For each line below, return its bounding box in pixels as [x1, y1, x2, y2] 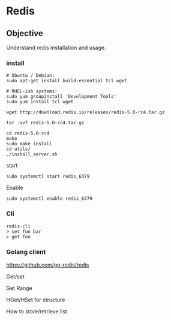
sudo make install [6, 141, 52, 147]
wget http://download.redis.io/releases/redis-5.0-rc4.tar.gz [6, 109, 165, 115]
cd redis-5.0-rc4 [6, 130, 50, 136]
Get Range [6, 284, 32, 292]
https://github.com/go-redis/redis [6, 261, 89, 268]
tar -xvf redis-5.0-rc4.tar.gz [6, 120, 85, 126]
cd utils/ [6, 146, 31, 152]
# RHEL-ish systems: [6, 88, 58, 94]
